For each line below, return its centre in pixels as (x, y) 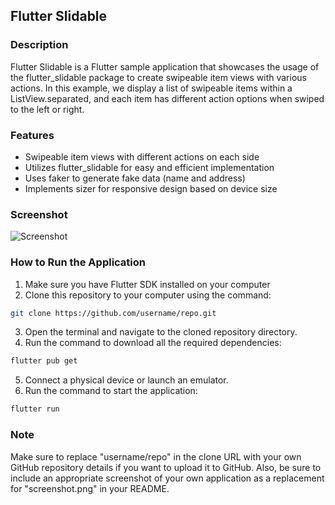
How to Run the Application (78, 262)
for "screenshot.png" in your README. (90, 488)
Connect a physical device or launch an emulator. (126, 380)
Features (32, 135)
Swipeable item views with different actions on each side (142, 156)
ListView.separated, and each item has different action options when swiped (167, 98)
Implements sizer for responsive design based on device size (151, 188)
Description (39, 45)
